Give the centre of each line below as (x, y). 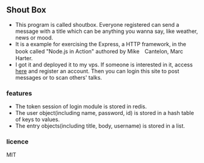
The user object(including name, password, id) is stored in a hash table (104, 113)
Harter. (24, 58)
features (19, 93)
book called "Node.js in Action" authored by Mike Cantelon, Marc (99, 51)
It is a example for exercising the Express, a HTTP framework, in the (100, 44)
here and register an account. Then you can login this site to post (97, 71)
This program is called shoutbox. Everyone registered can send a (97, 24)
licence (17, 142)
